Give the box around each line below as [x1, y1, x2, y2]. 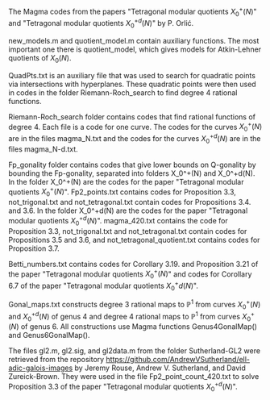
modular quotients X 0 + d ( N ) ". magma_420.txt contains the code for [8, 215, 228, 227]
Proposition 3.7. [8, 244, 60, 253]
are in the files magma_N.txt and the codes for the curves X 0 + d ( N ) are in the [8, 132, 261, 145]
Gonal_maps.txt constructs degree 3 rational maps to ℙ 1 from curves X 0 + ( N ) [8, 298, 261, 311]
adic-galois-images [8, 363, 73, 373]
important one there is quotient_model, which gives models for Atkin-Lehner [8, 44, 262, 54]
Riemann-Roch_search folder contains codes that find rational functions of [8, 111, 256, 122]
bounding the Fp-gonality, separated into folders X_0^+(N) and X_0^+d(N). [8, 168, 255, 178]
